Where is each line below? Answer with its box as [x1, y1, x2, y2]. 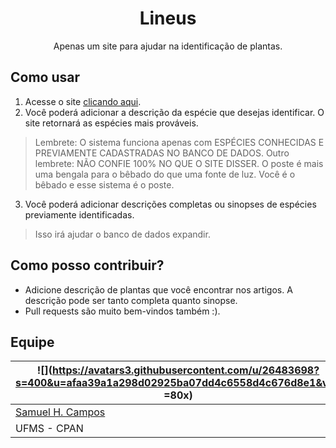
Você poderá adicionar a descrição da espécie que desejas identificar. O [24, 106, 325, 118]
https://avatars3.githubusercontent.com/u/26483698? [51, 363, 320, 377]
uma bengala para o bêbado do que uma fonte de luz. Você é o [34, 168, 296, 180]
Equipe [10, 333, 55, 351]
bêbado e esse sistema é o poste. [34, 178, 175, 191]
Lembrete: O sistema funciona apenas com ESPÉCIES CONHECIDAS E [34, 136, 325, 148]
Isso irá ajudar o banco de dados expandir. [34, 228, 211, 240]
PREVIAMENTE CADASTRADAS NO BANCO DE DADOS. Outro [34, 147, 290, 159]
